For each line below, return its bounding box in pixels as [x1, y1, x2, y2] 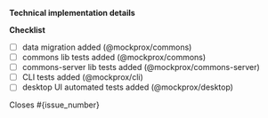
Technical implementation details [9, 8, 135, 18]
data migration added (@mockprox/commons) [21, 42, 192, 52]
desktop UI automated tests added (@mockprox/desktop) [21, 82, 234, 92]
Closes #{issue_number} [9, 99, 100, 110]
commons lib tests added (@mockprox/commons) [21, 52, 207, 63]
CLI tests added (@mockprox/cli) [21, 72, 144, 83]
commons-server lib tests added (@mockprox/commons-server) [21, 62, 260, 73]
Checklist [9, 25, 46, 35]
